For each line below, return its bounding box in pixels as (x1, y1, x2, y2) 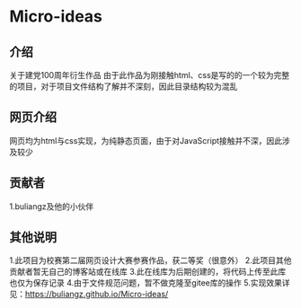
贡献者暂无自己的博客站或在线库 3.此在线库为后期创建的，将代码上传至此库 (9, 267, 287, 277)
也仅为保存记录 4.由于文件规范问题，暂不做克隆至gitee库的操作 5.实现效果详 (9, 277, 290, 288)
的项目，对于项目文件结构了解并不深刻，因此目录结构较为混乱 (9, 81, 238, 92)
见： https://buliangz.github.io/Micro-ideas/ (9, 289, 169, 300)
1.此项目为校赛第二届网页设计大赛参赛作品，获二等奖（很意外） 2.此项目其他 (9, 255, 292, 266)
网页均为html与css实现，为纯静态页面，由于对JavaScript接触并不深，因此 (9, 135, 283, 145)
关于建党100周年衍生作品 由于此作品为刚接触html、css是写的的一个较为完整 (9, 70, 290, 80)
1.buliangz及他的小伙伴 (9, 200, 94, 212)
